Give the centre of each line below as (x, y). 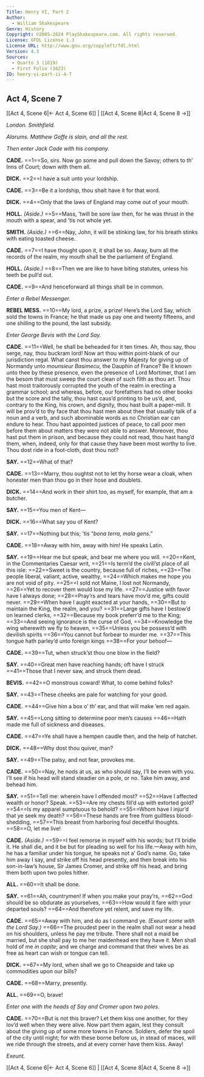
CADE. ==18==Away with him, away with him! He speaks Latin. (85, 545)
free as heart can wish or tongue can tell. (58, 953)
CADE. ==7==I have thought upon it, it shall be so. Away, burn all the (92, 250)
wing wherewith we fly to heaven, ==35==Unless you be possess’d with (97, 628)
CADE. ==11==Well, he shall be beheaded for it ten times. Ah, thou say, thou (101, 347)
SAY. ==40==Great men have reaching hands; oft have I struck (85, 665)
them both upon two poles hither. (48, 873)
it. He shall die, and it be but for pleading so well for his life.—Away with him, (102, 847)
